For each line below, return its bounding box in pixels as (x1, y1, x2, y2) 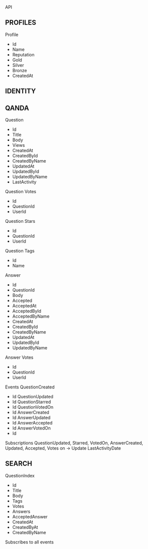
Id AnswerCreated (12, 410, 49, 416)
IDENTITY (5, 87, 36, 95)
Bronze (12, 67, 27, 73)
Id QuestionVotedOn (12, 404, 54, 410)
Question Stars (5, 218, 36, 224)
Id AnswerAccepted (12, 420, 53, 426)
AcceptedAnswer (12, 513, 48, 519)
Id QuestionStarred (12, 399, 51, 405)
